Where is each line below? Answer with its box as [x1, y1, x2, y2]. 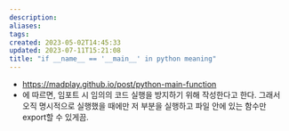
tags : [9, 29, 29, 38]
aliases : [9, 21, 42, 30]
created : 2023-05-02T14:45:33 [9, 37, 122, 47]
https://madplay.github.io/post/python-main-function [21, 79, 217, 89]
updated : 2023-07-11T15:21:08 [9, 46, 122, 55]
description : [9, 12, 58, 22]
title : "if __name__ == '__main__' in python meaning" [9, 54, 217, 63]
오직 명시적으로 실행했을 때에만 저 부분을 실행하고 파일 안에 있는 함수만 [21, 101, 267, 111]
